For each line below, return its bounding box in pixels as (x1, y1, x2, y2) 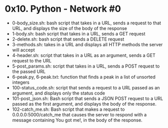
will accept (12, 47, 35, 53)
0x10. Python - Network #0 (5, 3, 121, 15)
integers (12, 79, 30, 85)
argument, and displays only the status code (12, 90, 105, 96)
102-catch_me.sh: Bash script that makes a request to (12, 106, 125, 112)
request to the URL (12, 57, 52, 63)
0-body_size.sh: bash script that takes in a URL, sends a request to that (12, 20, 161, 26)
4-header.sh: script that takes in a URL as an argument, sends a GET (12, 52, 156, 58)
